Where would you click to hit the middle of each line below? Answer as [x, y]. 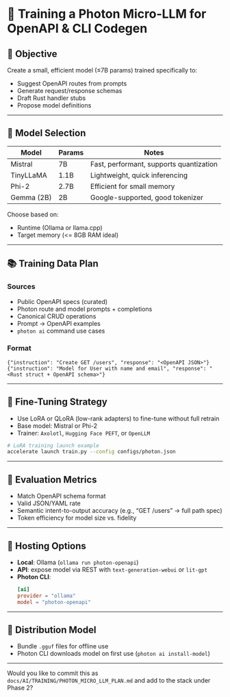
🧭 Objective [32, 54]
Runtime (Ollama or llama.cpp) [60, 227]
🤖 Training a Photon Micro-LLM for [107, 14]
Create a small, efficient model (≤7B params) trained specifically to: [102, 70]
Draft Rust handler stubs [51, 98]
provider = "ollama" [46, 596]
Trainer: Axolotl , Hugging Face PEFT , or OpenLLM [84, 433]
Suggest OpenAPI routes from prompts [72, 84]
